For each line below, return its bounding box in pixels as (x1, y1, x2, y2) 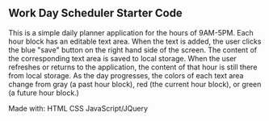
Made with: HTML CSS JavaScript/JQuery (8, 103, 148, 113)
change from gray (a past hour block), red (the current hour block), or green (8, 79, 262, 89)
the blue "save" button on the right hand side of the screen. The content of (8, 44, 257, 55)
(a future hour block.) (8, 88, 79, 98)
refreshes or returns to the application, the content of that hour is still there (8, 62, 258, 72)
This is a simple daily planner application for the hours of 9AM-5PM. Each (8, 27, 254, 37)
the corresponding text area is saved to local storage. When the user (8, 53, 237, 63)
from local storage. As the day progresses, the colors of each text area (8, 70, 244, 80)
